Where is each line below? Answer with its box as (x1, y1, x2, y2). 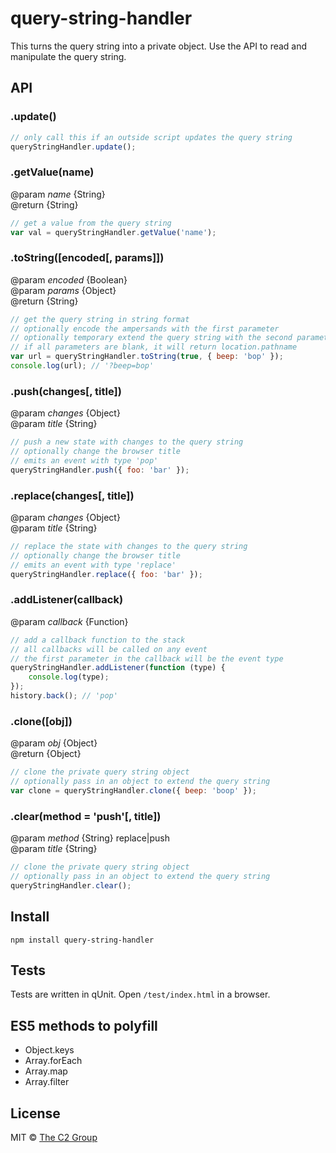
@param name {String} (10, 188, 106, 200)
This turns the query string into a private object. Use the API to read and (10, 40, 308, 52)
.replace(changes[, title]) (10, 488, 135, 502)
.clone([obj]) (10, 714, 73, 728)
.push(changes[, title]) (10, 384, 122, 398)
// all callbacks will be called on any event (10, 644, 208, 654)
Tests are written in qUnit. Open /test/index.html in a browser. (10, 988, 271, 1001)
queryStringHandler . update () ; (10, 142, 137, 152)
